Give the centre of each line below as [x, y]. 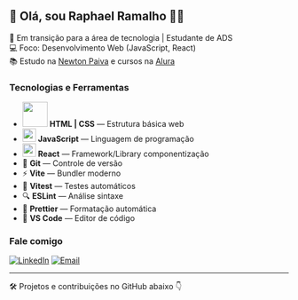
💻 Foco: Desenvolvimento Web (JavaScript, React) [103, 47]
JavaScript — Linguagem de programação [116, 139]
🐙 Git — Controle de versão [72, 163]
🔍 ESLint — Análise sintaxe [73, 196]
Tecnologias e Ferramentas [69, 87]
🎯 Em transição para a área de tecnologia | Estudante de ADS [121, 37]
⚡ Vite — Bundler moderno [71, 173]
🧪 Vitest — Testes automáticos [78, 186]
